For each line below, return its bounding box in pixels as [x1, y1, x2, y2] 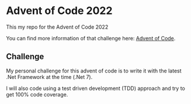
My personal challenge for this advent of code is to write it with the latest [6, 67, 182, 74]
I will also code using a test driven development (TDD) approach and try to [6, 85, 185, 92]
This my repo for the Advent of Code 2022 [6, 23, 109, 30]
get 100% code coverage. [6, 91, 68, 98]
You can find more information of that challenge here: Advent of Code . [6, 34, 176, 41]
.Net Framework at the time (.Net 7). [6, 73, 93, 80]
